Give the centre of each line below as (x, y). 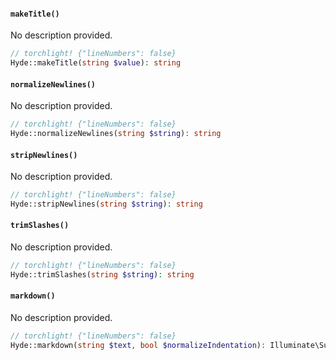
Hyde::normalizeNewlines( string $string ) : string (116, 134)
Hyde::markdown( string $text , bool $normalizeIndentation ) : (138, 345)
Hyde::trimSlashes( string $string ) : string (102, 274)
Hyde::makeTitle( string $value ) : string (96, 63)
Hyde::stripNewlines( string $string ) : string (106, 204)
